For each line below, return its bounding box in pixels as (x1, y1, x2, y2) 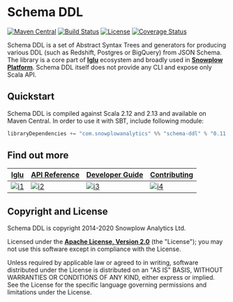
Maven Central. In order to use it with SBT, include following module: (7, 116, 204, 125)
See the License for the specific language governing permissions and (7, 280, 207, 289)
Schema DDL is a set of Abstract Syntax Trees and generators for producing (7, 40, 227, 49)
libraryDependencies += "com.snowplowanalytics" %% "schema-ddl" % (7, 130, 208, 137)
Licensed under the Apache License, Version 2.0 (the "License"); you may (7, 238, 223, 246)
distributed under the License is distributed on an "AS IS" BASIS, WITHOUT (7, 266, 223, 274)
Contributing (149, 170, 194, 180)
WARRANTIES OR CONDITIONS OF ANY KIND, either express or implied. (7, 273, 215, 282)
